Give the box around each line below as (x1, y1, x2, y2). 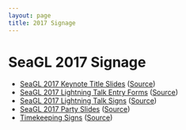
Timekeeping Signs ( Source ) (19, 113, 113, 123)
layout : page (8, 11, 51, 20)
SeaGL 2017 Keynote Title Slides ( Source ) (19, 79, 156, 89)
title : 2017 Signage (8, 19, 77, 27)
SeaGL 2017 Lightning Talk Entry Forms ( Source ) (19, 88, 179, 97)
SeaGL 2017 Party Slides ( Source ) (19, 105, 131, 114)
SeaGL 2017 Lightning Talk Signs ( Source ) (19, 96, 157, 105)
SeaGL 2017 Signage (8, 53, 146, 71)
